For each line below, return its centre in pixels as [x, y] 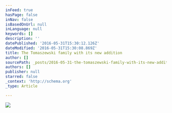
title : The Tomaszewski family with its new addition [64, 53]
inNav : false [19, 19]
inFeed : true [19, 10]
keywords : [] [19, 34]
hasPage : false [21, 15]
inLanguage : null [24, 29]
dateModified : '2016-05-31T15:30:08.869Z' [51, 48]
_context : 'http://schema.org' [39, 81]
